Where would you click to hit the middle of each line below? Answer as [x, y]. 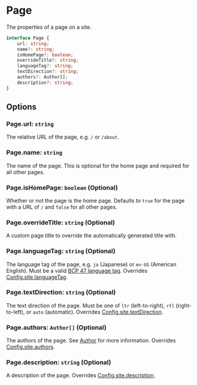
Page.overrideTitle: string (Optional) [61, 222]
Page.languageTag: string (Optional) [61, 251]
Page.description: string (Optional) [59, 362]
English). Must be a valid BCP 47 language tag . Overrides [77, 270]
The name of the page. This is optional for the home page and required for [98, 166]
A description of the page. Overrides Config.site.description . [81, 375]
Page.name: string [34, 152]
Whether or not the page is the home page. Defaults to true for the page [96, 200]
